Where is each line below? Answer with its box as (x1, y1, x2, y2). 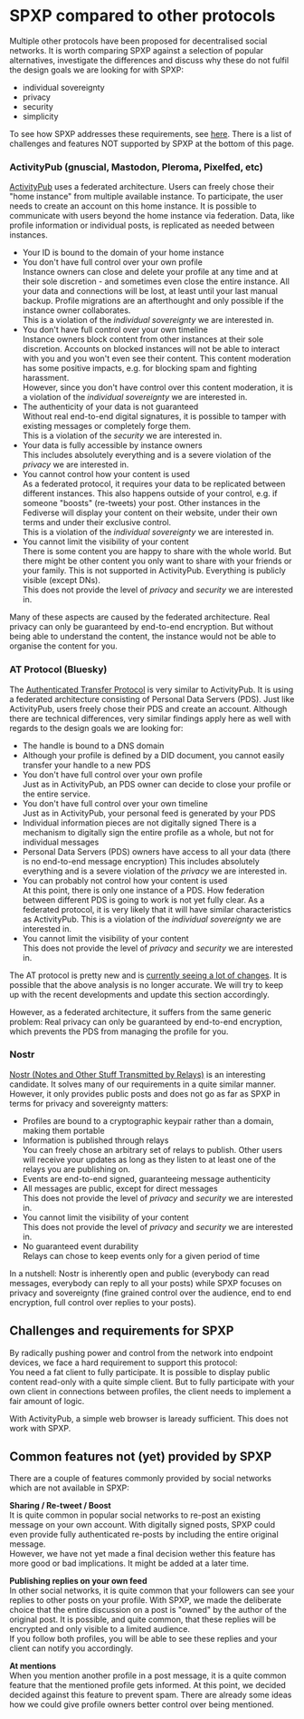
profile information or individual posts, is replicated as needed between (9, 220, 275, 231)
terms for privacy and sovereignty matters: (9, 1098, 169, 1109)
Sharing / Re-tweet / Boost (9, 1500, 111, 1511)
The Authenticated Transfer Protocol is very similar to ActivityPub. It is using (9, 684, 294, 695)
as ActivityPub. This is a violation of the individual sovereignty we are (22, 913, 282, 924)
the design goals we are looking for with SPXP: (9, 64, 184, 75)
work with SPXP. (9, 1422, 71, 1433)
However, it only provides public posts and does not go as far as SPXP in (9, 1088, 280, 1099)
